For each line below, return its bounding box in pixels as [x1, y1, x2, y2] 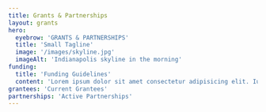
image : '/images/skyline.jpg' [15, 48, 115, 56]
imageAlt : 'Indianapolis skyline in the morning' [15, 56, 182, 64]
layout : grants [8, 19, 59, 27]
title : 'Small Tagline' [15, 41, 93, 49]
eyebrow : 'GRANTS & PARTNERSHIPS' [15, 33, 129, 42]
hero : [8, 26, 26, 34]
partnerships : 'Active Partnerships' [8, 92, 133, 100]
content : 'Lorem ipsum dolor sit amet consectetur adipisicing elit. [15, 77, 249, 85]
